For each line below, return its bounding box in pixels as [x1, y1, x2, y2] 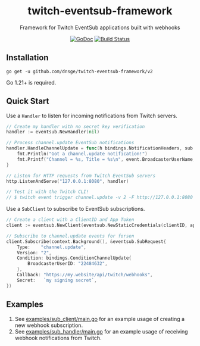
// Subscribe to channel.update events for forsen [6, 233, 135, 239]
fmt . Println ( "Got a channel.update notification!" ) [17, 151, 148, 157]
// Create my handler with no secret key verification [6, 123, 145, 129]
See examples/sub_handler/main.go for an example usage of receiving [14, 328, 189, 335]
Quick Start [6, 96, 49, 107]
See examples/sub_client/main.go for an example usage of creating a [14, 315, 185, 322]
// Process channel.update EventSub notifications [6, 140, 135, 146]
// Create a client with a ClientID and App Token [6, 217, 135, 223]
